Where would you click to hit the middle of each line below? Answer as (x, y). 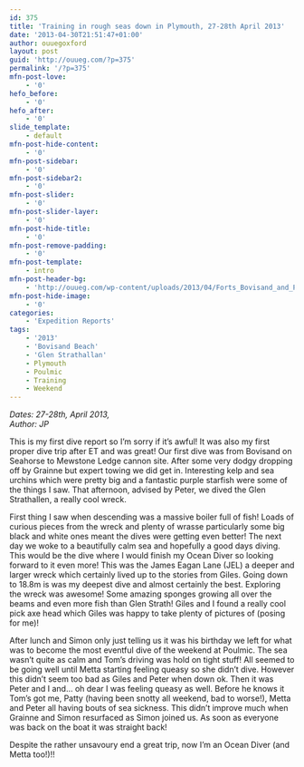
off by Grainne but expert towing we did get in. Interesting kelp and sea (142, 471)
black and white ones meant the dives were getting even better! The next (146, 537)
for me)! (24, 623)
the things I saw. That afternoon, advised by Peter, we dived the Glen (138, 490)
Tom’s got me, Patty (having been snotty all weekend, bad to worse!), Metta (150, 698)
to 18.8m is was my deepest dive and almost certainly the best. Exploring (145, 585)
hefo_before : (34, 93)
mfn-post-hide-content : (54, 144)
